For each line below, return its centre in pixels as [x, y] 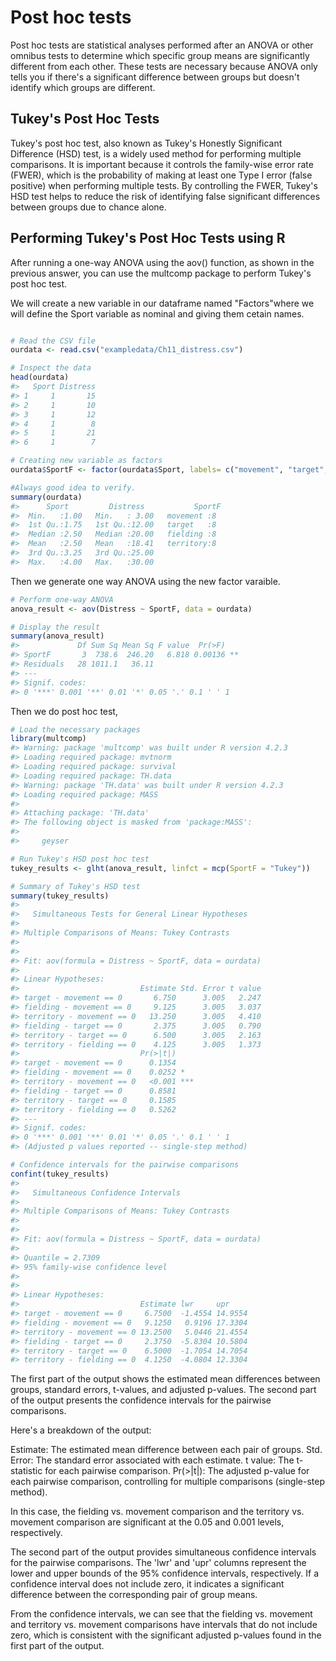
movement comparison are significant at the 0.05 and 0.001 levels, [147, 1522]
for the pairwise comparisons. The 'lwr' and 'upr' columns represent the [158, 1563]
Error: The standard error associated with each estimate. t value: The [152, 1460]
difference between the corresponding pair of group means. [134, 1595]
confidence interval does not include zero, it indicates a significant [147, 1584]
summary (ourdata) [46, 497]
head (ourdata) [40, 377]
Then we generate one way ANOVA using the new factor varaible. [145, 581]
